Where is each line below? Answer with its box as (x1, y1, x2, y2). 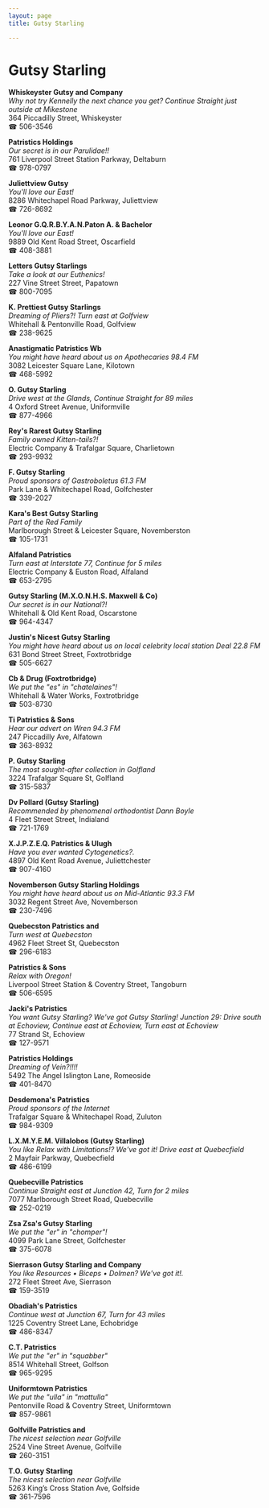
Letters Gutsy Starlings (8, 261, 88, 271)
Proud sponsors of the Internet (8, 1104, 110, 1113)
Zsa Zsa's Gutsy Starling (8, 1219, 92, 1229)
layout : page (8, 11, 52, 20)
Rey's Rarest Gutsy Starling (8, 426, 102, 436)
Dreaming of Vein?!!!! (8, 1062, 78, 1072)
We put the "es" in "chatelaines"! (8, 682, 118, 692)
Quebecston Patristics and (8, 921, 100, 931)
